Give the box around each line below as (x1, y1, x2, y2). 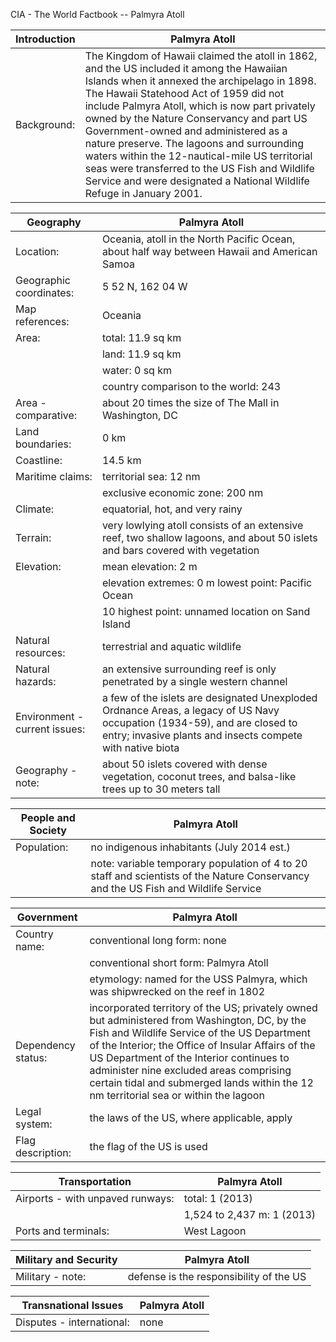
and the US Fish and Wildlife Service (90, 882, 262, 895)
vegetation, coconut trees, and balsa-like (101, 770, 297, 783)
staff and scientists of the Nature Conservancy (90, 869, 310, 883)
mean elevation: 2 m (101, 560, 198, 573)
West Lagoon (183, 1224, 247, 1238)
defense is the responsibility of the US (127, 1270, 307, 1283)
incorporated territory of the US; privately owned (89, 1001, 318, 1014)
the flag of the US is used (89, 1140, 208, 1153)
